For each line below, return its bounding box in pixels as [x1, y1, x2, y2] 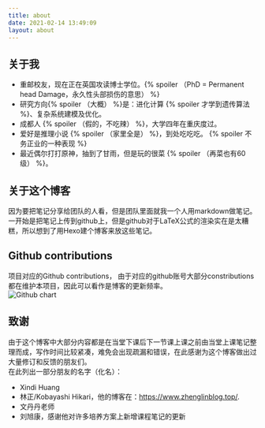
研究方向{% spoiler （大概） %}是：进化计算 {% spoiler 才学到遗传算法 [19, 99, 250, 109]
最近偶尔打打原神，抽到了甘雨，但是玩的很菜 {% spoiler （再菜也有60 [19, 149, 246, 158]
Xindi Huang [19, 382, 61, 392]
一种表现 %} [47, 139, 88, 148]
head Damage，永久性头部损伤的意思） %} [19, 90, 160, 99]
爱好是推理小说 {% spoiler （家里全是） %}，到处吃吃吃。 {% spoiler [19, 129, 243, 139]
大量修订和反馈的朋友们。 [8, 356, 91, 367]
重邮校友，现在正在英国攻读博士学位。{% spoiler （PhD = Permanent [19, 80, 244, 89]
